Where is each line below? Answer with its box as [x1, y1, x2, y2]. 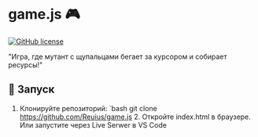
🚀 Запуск [8, 83, 55, 96]
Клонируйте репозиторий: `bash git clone [19, 103, 157, 113]
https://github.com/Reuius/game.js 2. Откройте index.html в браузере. [19, 112, 252, 121]
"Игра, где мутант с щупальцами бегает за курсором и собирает [8, 52, 227, 61]
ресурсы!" [8, 59, 43, 70]
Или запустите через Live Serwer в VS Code [19, 120, 168, 129]
